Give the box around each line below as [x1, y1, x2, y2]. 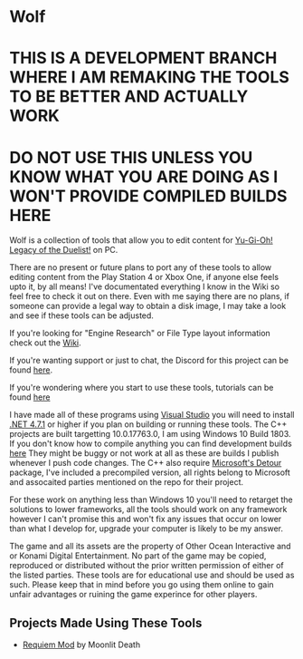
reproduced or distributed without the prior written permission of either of [9, 560, 285, 571]
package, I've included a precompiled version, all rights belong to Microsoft [9, 467, 291, 478]
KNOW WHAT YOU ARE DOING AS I [9, 166, 279, 187]
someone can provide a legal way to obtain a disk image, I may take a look [9, 301, 287, 312]
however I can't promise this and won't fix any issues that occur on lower [9, 514, 282, 525]
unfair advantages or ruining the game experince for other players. [9, 589, 258, 600]
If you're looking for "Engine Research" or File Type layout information [9, 328, 271, 339]
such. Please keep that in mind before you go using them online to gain [9, 579, 274, 590]
